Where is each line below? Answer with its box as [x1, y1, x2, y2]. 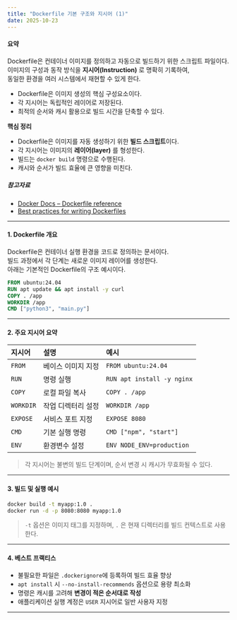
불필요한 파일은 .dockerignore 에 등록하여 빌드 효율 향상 [17, 571, 172, 579]
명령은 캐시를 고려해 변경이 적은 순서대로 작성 [17, 588, 142, 597]
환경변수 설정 [43, 441, 85, 451]
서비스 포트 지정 [43, 415, 93, 424]
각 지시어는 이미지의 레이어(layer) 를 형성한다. [17, 145, 145, 154]
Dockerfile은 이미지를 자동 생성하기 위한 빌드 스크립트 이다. [17, 137, 179, 145]
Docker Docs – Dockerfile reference [17, 199, 122, 208]
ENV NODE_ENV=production [105, 441, 189, 449]
